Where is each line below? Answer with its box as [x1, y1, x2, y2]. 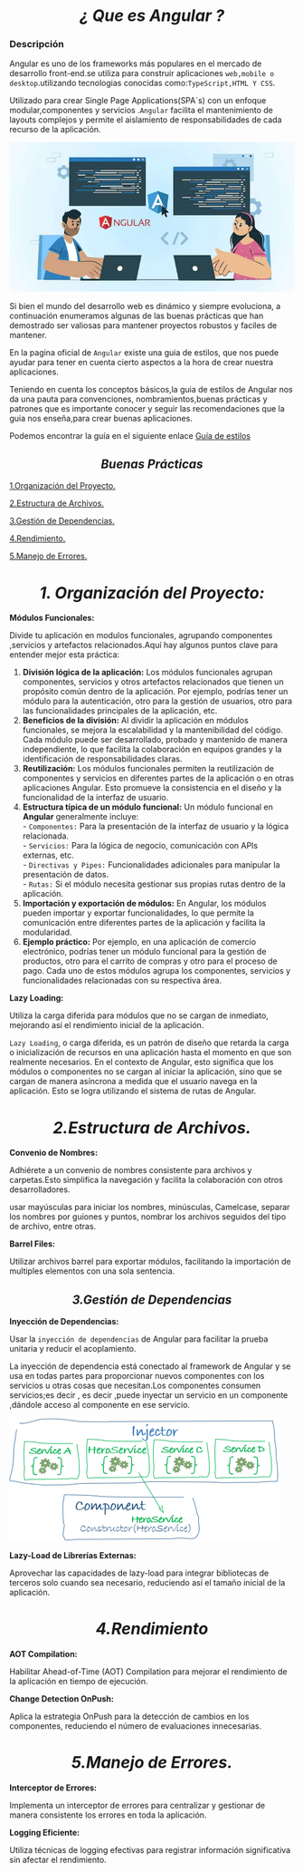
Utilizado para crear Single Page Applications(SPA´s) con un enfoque [9, 95, 267, 106]
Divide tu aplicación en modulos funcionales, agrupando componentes [9, 630, 273, 641]
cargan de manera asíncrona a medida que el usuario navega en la [9, 1076, 258, 1087]
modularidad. [22, 926, 72, 938]
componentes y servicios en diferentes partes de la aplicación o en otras [22, 772, 295, 784]
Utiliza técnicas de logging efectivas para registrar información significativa [9, 1845, 291, 1856]
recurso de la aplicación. [9, 124, 101, 135]
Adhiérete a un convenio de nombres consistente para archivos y [9, 1165, 252, 1176]
